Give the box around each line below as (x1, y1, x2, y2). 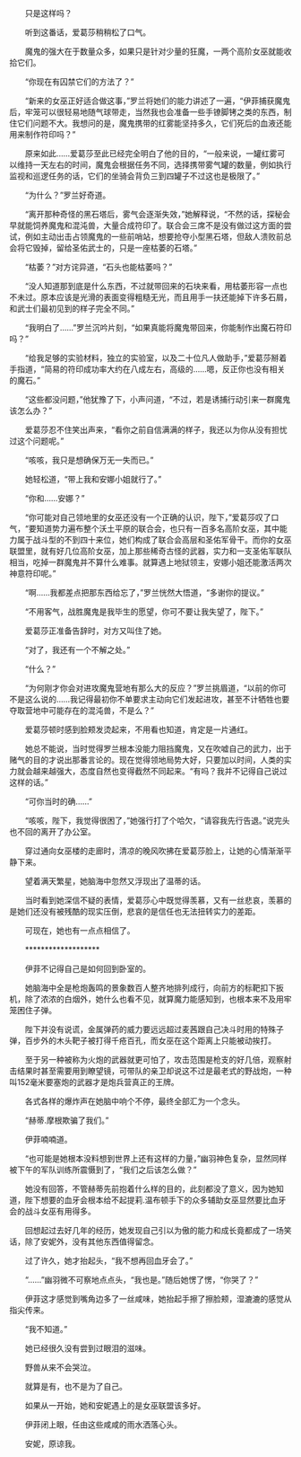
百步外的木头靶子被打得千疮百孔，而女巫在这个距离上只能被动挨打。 (24, 1036, 276, 1046)
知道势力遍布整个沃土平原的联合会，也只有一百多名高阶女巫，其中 (36, 524, 280, 534)
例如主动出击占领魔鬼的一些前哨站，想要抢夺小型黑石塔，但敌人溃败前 (24, 232, 284, 242)
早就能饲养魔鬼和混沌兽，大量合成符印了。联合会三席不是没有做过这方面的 (9, 220, 284, 231)
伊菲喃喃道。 (24, 1135, 73, 1144)
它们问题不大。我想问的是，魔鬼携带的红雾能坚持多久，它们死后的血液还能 (16, 118, 292, 128)
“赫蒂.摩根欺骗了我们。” (24, 1115, 109, 1126)
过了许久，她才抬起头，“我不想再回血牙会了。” (24, 1256, 193, 1266)
